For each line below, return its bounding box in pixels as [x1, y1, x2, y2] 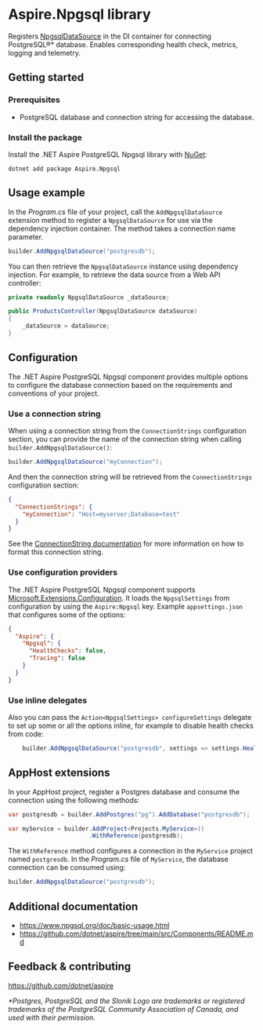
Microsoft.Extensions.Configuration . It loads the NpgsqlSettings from [8, 593, 230, 602]
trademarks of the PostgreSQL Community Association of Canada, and [8, 1004, 239, 1014]
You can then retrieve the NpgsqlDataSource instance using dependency [8, 261, 239, 271]
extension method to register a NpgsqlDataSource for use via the [8, 215, 213, 225]
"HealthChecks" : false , [28, 647, 107, 655]
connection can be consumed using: [8, 863, 126, 872]
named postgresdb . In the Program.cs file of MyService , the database [8, 854, 229, 864]
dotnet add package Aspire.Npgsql [8, 165, 121, 173]
